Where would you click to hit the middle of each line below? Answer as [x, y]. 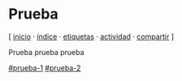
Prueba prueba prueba [46, 52]
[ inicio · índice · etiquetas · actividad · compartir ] [91, 36]
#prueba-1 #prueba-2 [45, 68]
